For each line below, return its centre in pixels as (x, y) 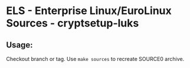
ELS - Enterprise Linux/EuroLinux (89, 11)
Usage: (20, 45)
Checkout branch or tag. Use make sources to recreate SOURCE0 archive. (95, 59)
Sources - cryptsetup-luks (73, 23)
